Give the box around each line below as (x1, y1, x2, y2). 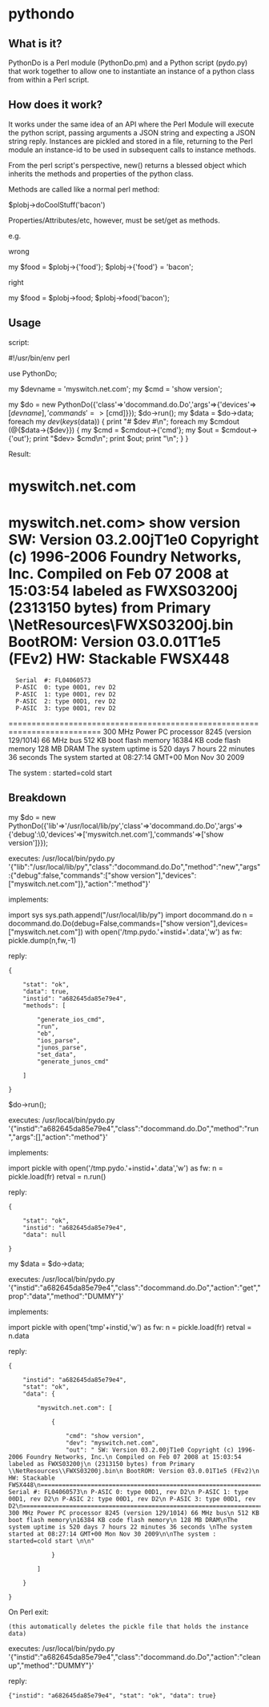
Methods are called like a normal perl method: (8, 184, 160, 194)
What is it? (8, 37, 62, 50)
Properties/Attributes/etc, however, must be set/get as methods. (8, 215, 220, 225)
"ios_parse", (37, 1036, 81, 1045)
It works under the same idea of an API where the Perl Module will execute (8, 119, 255, 129)
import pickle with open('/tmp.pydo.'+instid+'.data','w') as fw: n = (8, 1163, 223, 1173)
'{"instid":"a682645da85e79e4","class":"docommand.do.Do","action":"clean (8, 1652, 261, 1661)
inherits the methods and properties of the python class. (8, 169, 194, 179)
